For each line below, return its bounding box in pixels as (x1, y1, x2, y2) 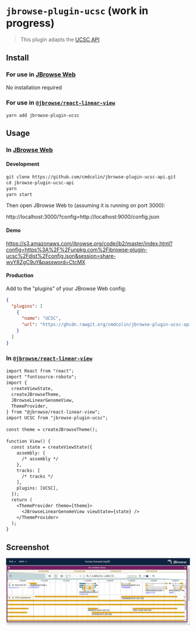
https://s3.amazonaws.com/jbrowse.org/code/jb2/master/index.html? (6, 240, 173, 247)
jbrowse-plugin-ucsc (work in (6, 4, 149, 18)
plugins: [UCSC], (16, 485, 59, 492)
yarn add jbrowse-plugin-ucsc (6, 112, 80, 118)
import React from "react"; (6, 368, 75, 374)
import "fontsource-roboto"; (6, 374, 77, 380)
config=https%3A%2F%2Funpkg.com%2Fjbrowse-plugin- (6, 246, 148, 253)
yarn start (6, 192, 33, 197)
